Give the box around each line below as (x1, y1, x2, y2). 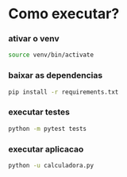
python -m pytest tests (8, 125, 87, 133)
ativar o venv (8, 33, 60, 44)
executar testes (8, 106, 70, 117)
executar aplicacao (8, 144, 84, 155)
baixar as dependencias (8, 70, 103, 81)
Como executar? (8, 5, 120, 23)
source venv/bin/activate (8, 51, 94, 60)
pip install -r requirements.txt (8, 88, 119, 96)
